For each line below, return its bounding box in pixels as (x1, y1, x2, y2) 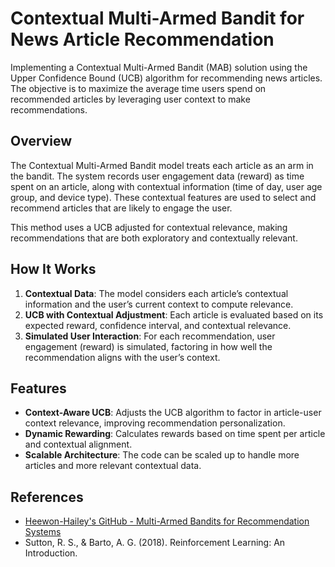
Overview (10, 133, 73, 150)
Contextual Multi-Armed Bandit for (10, 7, 305, 30)
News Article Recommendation (10, 28, 275, 51)
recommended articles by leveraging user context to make (10, 93, 251, 105)
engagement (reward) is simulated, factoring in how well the (24, 340, 273, 352)
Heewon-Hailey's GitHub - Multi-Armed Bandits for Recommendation (24, 515, 310, 527)
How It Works (10, 261, 97, 278)
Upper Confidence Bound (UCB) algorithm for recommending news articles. (10, 72, 323, 84)
